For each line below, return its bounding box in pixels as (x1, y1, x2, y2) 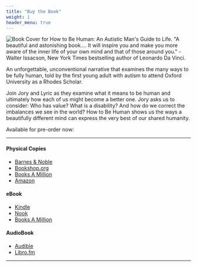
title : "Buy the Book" (6, 8, 62, 15)
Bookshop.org (14, 164, 49, 171)
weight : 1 (6, 14, 30, 20)
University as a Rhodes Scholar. (6, 78, 83, 85)
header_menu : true (6, 19, 51, 25)
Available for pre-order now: (6, 126, 74, 133)
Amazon (14, 177, 35, 184)
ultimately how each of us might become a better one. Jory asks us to (6, 96, 175, 103)
